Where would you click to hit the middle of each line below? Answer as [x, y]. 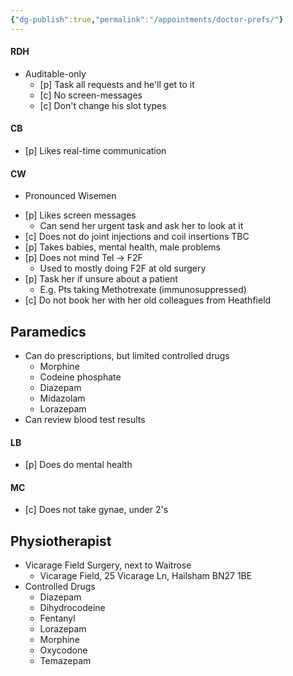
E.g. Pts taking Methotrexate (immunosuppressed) [143, 290]
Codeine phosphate [80, 377]
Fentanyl [57, 618]
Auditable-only [55, 73]
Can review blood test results [85, 420]
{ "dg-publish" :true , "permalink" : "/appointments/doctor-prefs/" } [147, 19]
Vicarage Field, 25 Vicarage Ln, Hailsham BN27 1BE [146, 576]
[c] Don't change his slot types [103, 105]
